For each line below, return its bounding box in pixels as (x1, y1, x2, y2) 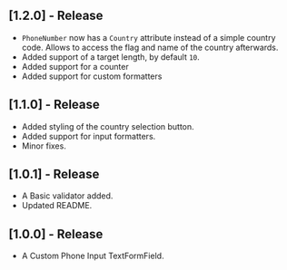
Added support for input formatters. (21, 130, 156, 141)
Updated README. (21, 200, 93, 211)
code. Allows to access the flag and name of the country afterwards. (21, 42, 279, 53)
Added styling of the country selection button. (21, 121, 194, 131)
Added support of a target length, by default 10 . (21, 51, 201, 63)
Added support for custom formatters (21, 71, 163, 82)
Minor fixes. (21, 140, 67, 151)
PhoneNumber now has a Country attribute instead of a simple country (21, 32, 276, 43)
